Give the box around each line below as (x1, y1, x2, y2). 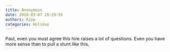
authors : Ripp (5, 17, 36, 22)
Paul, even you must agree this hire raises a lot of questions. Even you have (5, 36, 165, 42)
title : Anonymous (5, 7, 43, 13)
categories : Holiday (5, 21, 50, 27)
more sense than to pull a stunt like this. (5, 41, 90, 47)
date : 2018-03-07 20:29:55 (5, 12, 63, 17)
